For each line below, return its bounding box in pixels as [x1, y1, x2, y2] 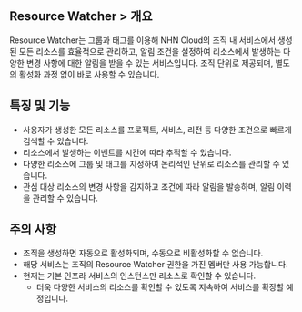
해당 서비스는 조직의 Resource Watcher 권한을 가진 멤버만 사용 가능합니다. [22, 259, 288, 270]
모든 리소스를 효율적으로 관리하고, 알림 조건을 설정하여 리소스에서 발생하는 [18, 46, 282, 57]
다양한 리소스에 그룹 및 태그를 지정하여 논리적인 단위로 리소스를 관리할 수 [22, 158, 280, 169]
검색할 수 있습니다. [22, 135, 89, 146]
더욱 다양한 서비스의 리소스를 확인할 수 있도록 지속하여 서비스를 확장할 [35, 282, 285, 293]
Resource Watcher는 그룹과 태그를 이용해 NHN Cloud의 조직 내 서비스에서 [9, 35, 276, 46]
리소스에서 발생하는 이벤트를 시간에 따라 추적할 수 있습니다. [22, 147, 232, 158]
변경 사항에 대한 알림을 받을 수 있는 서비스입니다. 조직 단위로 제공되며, [25, 57, 274, 68]
